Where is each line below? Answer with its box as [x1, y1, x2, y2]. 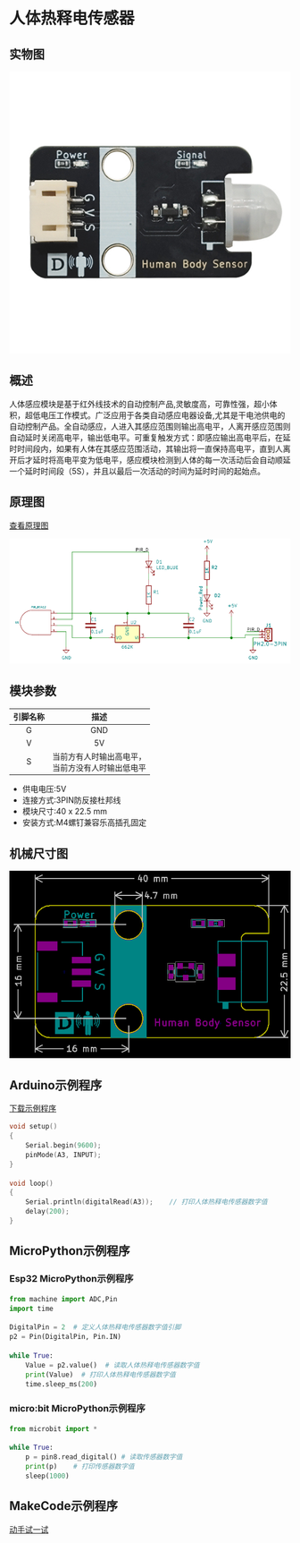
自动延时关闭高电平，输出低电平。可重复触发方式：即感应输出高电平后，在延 [9, 431, 291, 443]
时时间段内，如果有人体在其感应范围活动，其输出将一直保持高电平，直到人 [9, 443, 283, 454]
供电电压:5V [21, 784, 67, 795]
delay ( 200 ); [25, 1207, 70, 1216]
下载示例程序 [9, 1103, 56, 1114]
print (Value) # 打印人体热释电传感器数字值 [25, 1370, 176, 1379]
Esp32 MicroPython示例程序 [9, 1273, 134, 1285]
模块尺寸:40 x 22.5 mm [21, 806, 107, 817]
